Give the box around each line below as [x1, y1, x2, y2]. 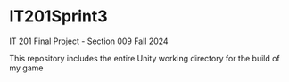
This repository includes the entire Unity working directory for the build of [9, 53, 281, 63]
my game [9, 62, 44, 73]
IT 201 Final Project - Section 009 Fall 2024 [9, 36, 169, 46]
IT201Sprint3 [9, 6, 108, 27]
